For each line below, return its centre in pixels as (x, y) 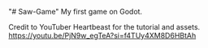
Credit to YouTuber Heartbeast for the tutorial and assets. (104, 27)
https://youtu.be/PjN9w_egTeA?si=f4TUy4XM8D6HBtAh (102, 36)
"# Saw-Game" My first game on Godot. (76, 12)
